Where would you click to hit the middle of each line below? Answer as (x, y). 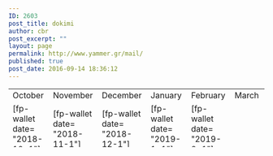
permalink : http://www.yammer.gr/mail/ (76, 54)
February (208, 95)
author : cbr (28, 31)
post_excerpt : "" (38, 39)
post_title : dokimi (41, 24)
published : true (36, 62)
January (166, 95)
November (73, 95)
